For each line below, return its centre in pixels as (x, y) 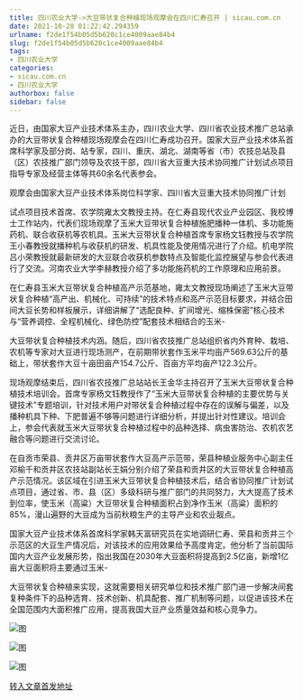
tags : (19, 51)
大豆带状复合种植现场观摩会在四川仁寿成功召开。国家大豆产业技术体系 (155, 140)
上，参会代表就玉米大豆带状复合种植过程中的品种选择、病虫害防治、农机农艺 (151, 428)
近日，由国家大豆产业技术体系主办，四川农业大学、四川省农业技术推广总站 (147, 128)
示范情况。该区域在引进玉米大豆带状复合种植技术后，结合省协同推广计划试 (155, 481)
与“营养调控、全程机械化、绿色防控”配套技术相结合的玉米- (117, 322)
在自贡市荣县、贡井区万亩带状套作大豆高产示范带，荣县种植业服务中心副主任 (151, 458)
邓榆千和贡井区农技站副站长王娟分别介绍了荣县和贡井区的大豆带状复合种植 (147, 470)
